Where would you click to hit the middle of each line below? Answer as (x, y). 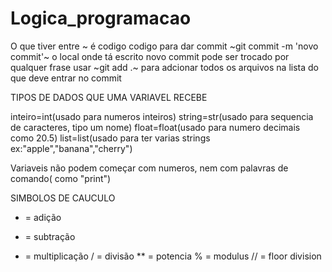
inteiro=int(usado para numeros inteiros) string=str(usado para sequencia (162, 116)
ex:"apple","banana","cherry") (71, 148)
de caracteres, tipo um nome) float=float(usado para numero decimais (155, 127)
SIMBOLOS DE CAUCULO (63, 198)
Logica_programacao (101, 18)
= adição (43, 217)
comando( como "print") (61, 178)
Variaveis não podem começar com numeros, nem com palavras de (149, 168)
